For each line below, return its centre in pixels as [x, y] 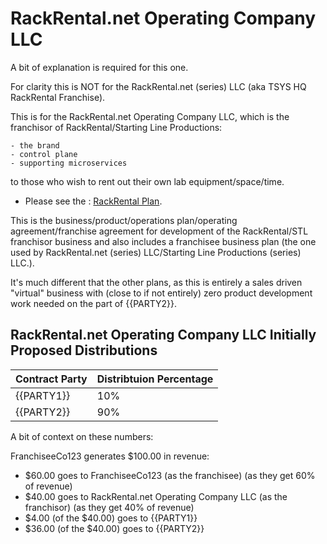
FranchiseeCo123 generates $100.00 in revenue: [110, 456]
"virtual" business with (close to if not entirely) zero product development [161, 293]
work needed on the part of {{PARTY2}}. [94, 303]
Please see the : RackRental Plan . [93, 201]
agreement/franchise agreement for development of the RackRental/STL [159, 231]
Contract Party [51, 379]
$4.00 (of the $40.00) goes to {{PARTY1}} [111, 518]
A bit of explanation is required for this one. [99, 67]
